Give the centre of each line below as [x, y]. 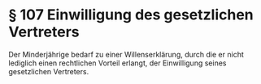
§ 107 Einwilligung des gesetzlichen [131, 15]
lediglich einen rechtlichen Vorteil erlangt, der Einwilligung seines [117, 63]
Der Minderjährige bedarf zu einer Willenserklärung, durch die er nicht [126, 54]
